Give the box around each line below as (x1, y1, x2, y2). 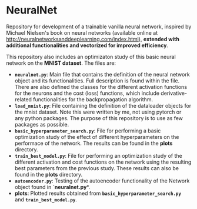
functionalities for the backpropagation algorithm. (33, 95, 153, 103)
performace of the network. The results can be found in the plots (14, 140, 173, 147)
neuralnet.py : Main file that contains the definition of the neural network (14, 71, 190, 78)
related (14, 95, 32, 103)
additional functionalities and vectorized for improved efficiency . (6, 42, 169, 49)
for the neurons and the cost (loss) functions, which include (14, 89, 160, 97)
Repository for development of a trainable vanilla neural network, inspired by (6, 23, 192, 30)
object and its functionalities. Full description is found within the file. (14, 77, 180, 84)
